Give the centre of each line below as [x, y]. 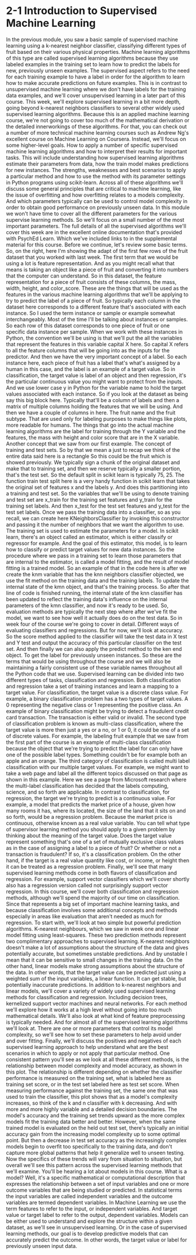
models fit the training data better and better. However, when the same [91, 1122]
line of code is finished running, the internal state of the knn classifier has [94, 593]
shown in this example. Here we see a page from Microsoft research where [96, 779]
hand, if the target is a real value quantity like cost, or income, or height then [98, 860]
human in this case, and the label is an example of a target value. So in [91, 369]
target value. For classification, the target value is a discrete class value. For [97, 692]
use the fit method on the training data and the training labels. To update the [98, 580]
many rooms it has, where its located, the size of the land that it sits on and [96, 810]
